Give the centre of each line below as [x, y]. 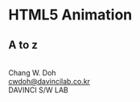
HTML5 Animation [70, 15]
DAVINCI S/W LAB [38, 90]
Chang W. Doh [32, 73]
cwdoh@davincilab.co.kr [49, 81]
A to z [23, 45]
